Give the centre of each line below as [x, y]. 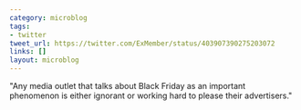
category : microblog [49, 18]
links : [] [28, 52]
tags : [20, 26]
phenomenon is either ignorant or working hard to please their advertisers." [151, 95]
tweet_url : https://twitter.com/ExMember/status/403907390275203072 [142, 43]
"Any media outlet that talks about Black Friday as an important [128, 86]
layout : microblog [44, 60]
